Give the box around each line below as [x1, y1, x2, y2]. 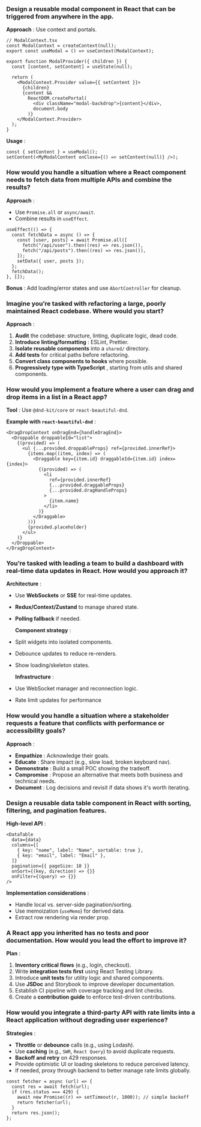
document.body [32, 106, 68, 112]
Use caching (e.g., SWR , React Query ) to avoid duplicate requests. [14, 1047, 175, 1055]
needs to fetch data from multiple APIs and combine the [6, 176, 172, 184]
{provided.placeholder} [28, 524, 87, 530]
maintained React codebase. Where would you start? [6, 307, 164, 315]
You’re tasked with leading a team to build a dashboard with [6, 559, 184, 567]
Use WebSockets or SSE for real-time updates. [14, 592, 133, 599]
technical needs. [14, 777, 56, 785]
